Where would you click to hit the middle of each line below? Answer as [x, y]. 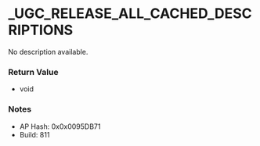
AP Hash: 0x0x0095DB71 [60, 126]
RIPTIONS [41, 30]
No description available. [48, 52]
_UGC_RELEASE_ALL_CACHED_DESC [130, 14]
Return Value [33, 72]
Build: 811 [34, 134]
